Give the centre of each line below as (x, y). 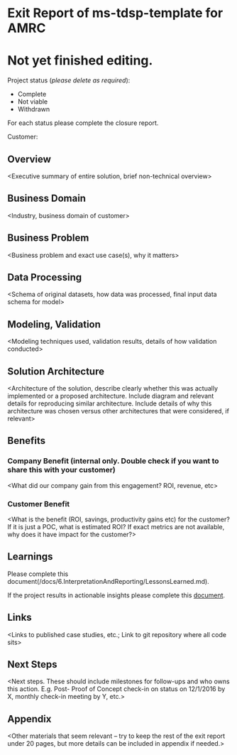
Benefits (27, 441)
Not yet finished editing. (80, 61)
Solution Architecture (56, 371)
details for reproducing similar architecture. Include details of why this (110, 403)
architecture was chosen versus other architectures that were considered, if (118, 411)
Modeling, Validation (54, 324)
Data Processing (45, 277)
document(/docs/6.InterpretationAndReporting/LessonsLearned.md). (108, 581)
